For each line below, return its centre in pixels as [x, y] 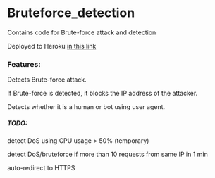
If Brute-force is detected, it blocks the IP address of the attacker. [103, 94]
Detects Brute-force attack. [47, 80]
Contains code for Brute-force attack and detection [82, 32]
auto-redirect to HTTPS [41, 168]
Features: [24, 64]
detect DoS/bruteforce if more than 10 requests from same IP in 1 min [107, 154]
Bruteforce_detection [71, 13]
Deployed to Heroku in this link [52, 46]
